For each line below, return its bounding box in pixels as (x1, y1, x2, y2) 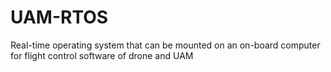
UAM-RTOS (10, 6, 109, 29)
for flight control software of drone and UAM (10, 49, 194, 61)
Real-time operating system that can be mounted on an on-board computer (10, 39, 321, 51)
